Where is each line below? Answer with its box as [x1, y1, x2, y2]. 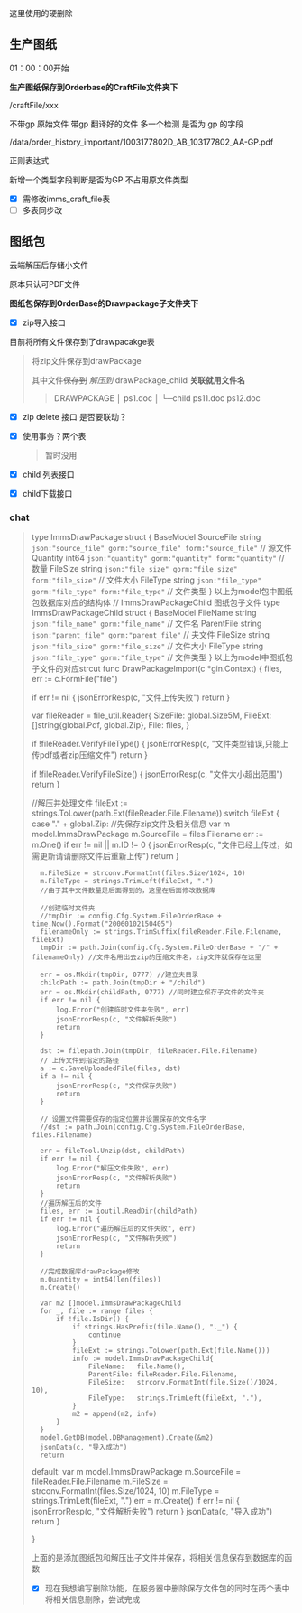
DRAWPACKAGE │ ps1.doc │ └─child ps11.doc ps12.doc [53, 392, 261, 404]
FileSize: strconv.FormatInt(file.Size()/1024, [88, 1378, 279, 1387]
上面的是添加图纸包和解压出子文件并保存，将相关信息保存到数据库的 [31, 1552, 285, 1563]
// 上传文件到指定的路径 [40, 1056, 120, 1066]
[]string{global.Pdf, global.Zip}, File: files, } [31, 720, 190, 731]
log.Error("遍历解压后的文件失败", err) [55, 1225, 197, 1234]
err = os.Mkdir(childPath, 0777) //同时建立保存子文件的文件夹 [40, 988, 265, 997]
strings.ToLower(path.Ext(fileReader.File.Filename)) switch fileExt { [31, 807, 280, 819]
